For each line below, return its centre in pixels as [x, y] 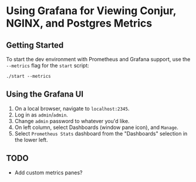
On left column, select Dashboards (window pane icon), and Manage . [97, 127]
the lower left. [31, 140]
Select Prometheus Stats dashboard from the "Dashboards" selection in [101, 133]
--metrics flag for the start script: [48, 65]
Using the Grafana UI [45, 95]
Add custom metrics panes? [48, 173]
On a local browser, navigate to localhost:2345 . [72, 108]
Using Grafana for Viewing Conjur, [91, 11]
